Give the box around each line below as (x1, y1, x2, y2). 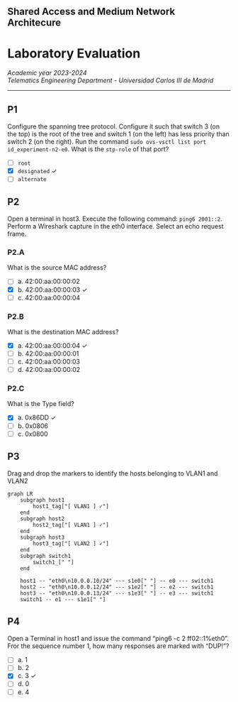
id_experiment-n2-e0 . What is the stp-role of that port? (7, 145, 169, 153)
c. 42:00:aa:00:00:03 (17, 358, 80, 366)
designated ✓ (17, 167, 57, 175)
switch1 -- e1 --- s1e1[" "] (20, 596, 106, 603)
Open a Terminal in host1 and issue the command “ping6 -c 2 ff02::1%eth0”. (7, 635, 229, 643)
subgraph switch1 (20, 553, 72, 560)
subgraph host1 (20, 497, 65, 504)
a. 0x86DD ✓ (17, 413, 57, 422)
